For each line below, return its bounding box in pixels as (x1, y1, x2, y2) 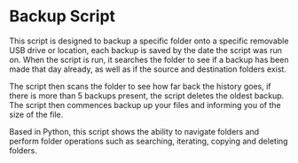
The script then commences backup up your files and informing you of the (9, 99, 281, 110)
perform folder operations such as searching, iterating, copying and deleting (9, 136, 288, 146)
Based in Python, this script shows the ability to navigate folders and (9, 126, 260, 136)
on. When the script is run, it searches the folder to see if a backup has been (9, 54, 289, 65)
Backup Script (9, 6, 116, 27)
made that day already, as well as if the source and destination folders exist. (9, 64, 286, 74)
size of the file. (9, 109, 64, 120)
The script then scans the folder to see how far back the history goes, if (9, 81, 272, 91)
